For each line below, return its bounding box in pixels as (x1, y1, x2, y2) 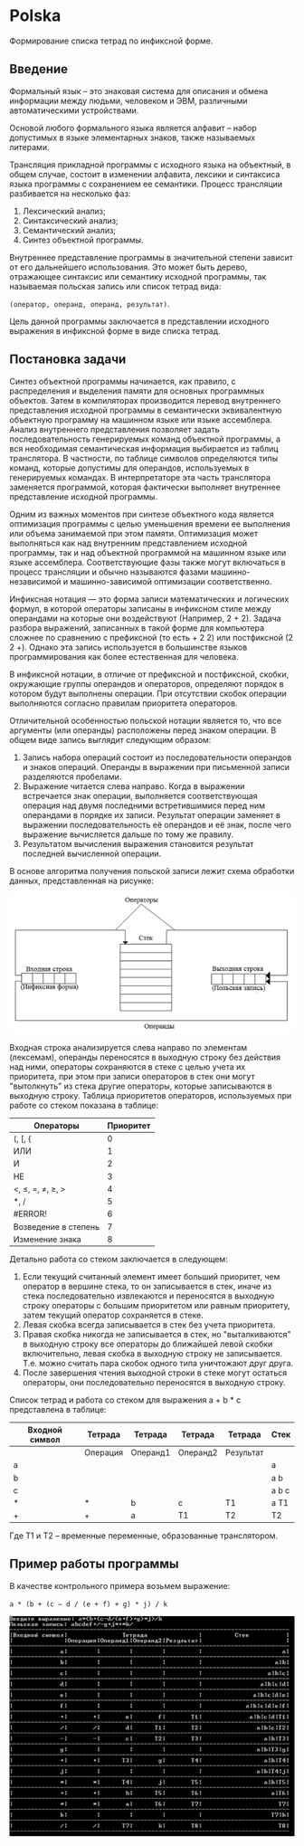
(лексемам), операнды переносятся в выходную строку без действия (9, 1051, 281, 1063)
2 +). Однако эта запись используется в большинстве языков (9, 642, 248, 652)
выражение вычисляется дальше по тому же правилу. (22, 829, 233, 840)
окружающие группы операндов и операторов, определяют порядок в (9, 678, 284, 689)
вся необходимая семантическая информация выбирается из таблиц (9, 442, 279, 453)
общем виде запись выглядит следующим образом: (9, 734, 212, 745)
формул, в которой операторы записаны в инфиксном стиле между (9, 603, 271, 614)
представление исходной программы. (9, 490, 158, 502)
